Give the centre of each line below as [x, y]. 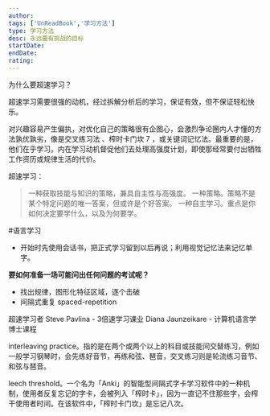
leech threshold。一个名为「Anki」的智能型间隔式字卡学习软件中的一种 [126, 383]
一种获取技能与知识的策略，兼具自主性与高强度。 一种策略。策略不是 [141, 193]
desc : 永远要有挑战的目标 [46, 38]
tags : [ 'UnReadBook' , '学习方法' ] [62, 23]
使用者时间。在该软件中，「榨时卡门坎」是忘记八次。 [101, 403]
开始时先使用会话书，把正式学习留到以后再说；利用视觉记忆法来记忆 [133, 247]
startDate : [27, 46]
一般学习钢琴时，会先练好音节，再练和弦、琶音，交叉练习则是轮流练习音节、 [135, 356]
